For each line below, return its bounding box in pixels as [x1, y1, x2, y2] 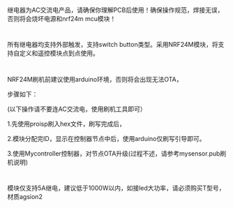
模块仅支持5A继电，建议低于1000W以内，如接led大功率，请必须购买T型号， [7, 184, 225, 192]
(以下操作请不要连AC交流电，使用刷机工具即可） [7, 105, 146, 113]
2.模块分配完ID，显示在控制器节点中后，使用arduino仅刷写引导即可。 [7, 134, 206, 142]
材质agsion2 [7, 192, 43, 200]
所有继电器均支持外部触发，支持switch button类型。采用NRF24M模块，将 [7, 40, 218, 49]
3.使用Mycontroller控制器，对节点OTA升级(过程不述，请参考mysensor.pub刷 [7, 149, 227, 158]
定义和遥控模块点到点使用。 [19, 49, 99, 57]
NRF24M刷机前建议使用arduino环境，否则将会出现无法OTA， [7, 75, 183, 83]
